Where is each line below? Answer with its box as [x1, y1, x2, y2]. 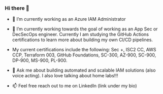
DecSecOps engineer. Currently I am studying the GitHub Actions [12, 32, 149, 38]
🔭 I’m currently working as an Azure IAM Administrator [12, 16, 126, 22]
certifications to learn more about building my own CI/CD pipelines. [12, 37, 153, 43]
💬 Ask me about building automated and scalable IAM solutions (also [12, 67, 156, 73]
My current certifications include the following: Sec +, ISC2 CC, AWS [12, 47, 156, 53]
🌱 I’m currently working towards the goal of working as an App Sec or [12, 26, 158, 32]
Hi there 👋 [5, 5, 30, 12]
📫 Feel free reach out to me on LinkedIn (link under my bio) [12, 83, 138, 89]
